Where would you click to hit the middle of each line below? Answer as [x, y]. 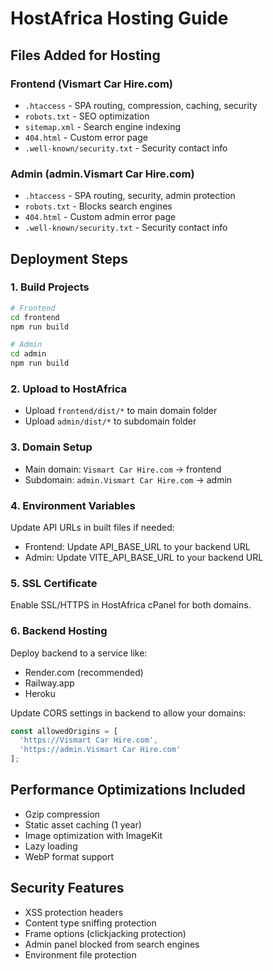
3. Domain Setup [51, 447]
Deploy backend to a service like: [79, 653]
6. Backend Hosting [59, 631]
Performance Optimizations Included [128, 790]
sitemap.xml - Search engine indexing [103, 126]
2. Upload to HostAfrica [68, 389]
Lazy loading [51, 846]
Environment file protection [80, 954]
